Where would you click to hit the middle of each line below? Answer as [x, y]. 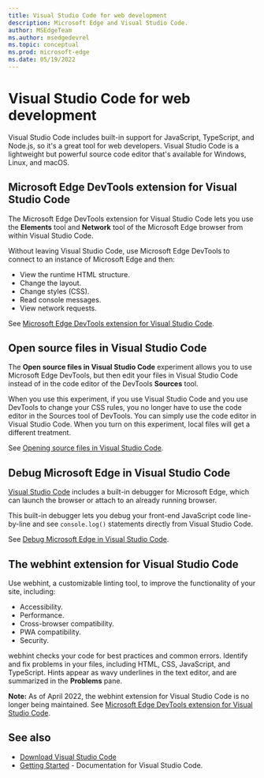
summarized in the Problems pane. [65, 681]
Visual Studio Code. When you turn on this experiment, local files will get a [129, 424]
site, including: [32, 592]
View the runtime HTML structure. [74, 274]
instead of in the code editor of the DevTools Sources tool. [103, 384]
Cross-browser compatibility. [67, 624]
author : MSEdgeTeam [40, 30]
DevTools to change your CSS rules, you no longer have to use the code [125, 408]
